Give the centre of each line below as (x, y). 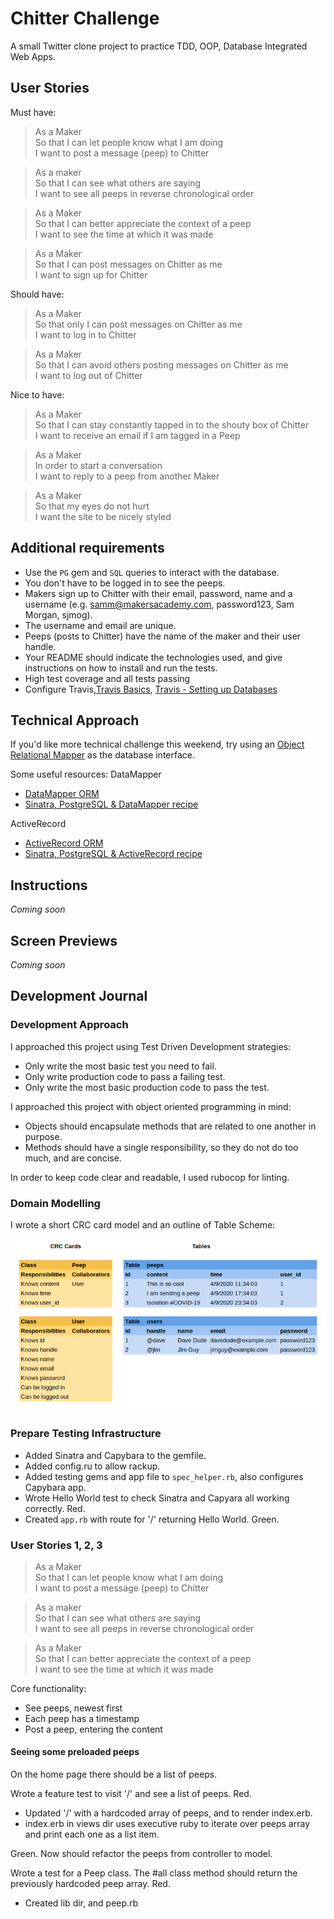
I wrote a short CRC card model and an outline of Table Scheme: (143, 1224)
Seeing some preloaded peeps (75, 1752)
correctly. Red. (55, 1508)
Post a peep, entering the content (93, 1729)
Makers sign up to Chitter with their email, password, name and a (158, 593)
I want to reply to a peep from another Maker (127, 476)
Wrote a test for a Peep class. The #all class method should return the (154, 1873)
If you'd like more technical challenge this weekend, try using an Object (157, 744)
